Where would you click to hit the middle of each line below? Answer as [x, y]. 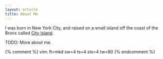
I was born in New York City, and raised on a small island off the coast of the [81, 28]
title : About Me [21, 14]
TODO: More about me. [28, 42]
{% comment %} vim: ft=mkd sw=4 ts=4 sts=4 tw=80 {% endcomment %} [80, 52]
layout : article [21, 9]
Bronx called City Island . [29, 33]
